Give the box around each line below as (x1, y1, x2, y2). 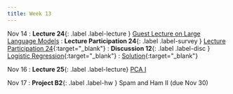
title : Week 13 (7, 10, 52, 17)
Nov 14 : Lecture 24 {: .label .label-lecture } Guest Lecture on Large (7, 29, 201, 38)
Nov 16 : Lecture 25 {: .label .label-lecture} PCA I (7, 65, 147, 73)
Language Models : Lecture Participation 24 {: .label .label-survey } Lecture (7, 36, 226, 45)
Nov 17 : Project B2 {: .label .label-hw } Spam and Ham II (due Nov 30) (7, 78, 208, 87)
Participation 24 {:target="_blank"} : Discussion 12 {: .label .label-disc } (7, 44, 211, 52)
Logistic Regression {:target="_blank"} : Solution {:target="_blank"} (7, 52, 199, 60)
